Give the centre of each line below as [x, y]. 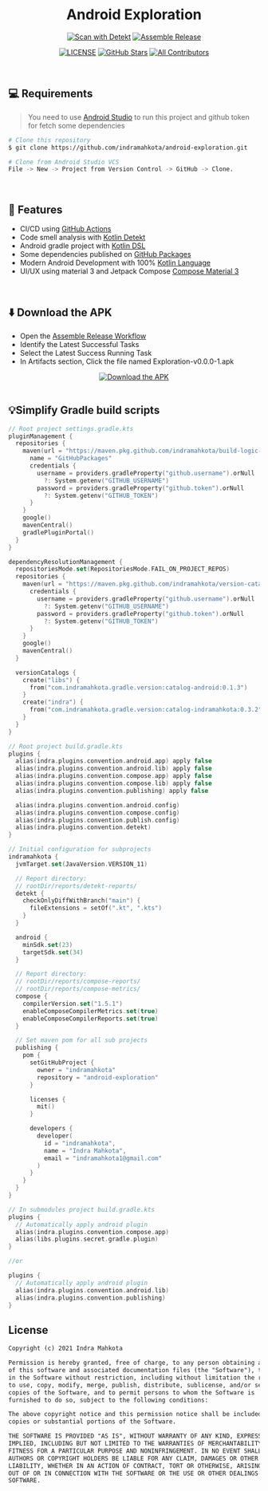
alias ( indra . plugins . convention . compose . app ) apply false [114, 776]
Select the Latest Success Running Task [86, 353]
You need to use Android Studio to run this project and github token [138, 116]
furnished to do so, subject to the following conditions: [108, 1400]
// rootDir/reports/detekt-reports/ [76, 886]
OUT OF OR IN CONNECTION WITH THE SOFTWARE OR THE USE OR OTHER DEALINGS [134, 1473]
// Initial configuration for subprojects [80, 850]
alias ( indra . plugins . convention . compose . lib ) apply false [114, 783]
